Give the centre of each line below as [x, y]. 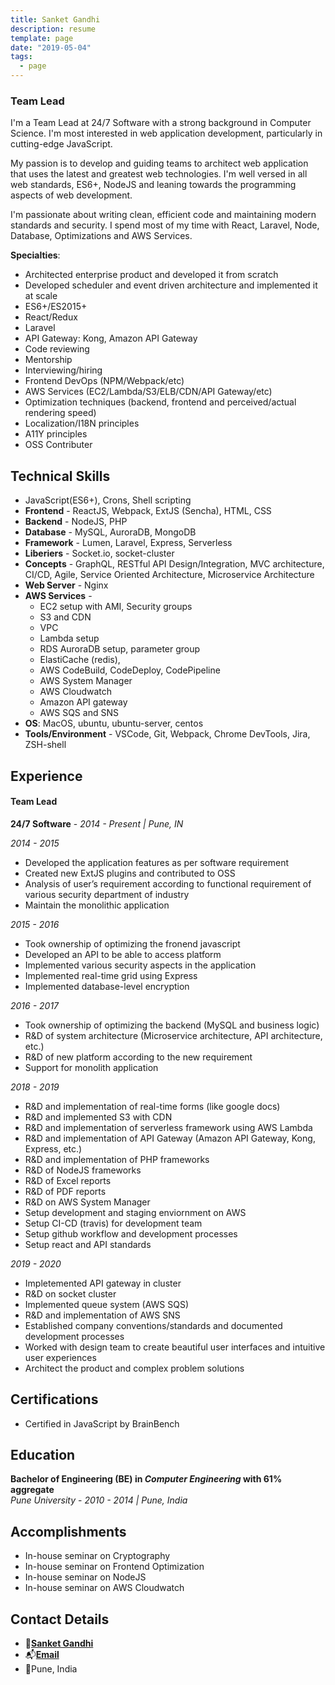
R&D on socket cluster [70, 1293]
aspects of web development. [71, 195]
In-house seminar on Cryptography [97, 1556]
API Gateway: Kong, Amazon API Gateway [111, 338]
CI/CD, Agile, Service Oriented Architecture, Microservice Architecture [169, 575]
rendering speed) [60, 413]
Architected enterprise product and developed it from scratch [151, 275]
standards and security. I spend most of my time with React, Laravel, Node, [165, 225]
